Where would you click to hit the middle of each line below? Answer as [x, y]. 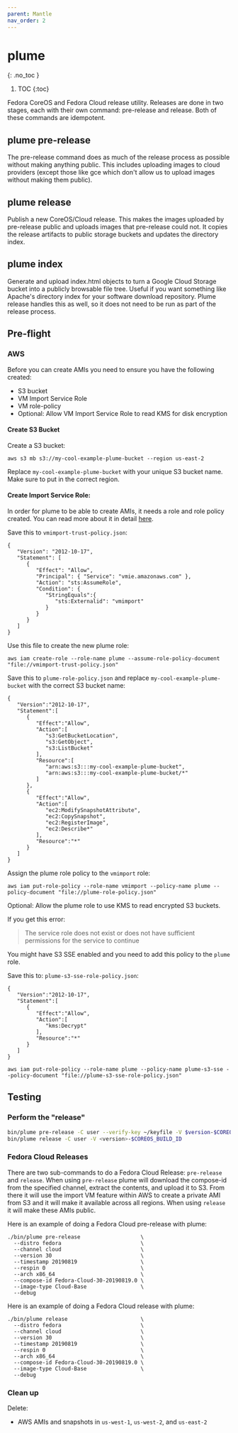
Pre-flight [29, 334]
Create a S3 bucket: [36, 445]
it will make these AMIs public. [52, 1210]
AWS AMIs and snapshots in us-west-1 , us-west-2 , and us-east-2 [112, 1422]
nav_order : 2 [27, 21]
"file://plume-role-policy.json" [107, 892]
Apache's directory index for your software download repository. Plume [112, 296]
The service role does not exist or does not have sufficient [110, 933]
